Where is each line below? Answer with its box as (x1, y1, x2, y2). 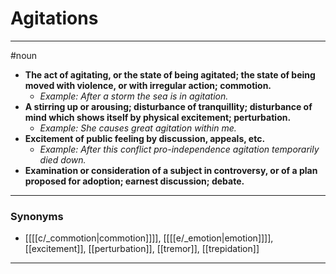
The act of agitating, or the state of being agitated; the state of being (24, 68, 316, 81)
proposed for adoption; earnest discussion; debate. (24, 175, 245, 187)
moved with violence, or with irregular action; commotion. (24, 79, 272, 91)
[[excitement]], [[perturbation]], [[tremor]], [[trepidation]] (24, 243, 260, 255)
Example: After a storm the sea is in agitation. (39, 90, 229, 102)
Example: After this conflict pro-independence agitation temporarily (39, 143, 320, 155)
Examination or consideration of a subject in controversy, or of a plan (24, 164, 318, 176)
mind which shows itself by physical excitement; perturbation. (24, 111, 292, 123)
